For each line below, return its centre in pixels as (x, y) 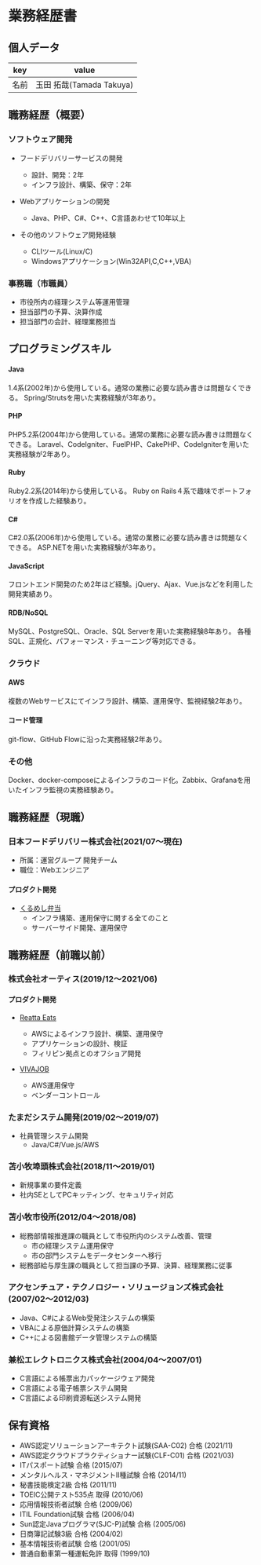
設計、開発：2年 (58, 174)
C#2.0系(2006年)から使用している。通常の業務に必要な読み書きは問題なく (129, 538)
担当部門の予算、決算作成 (61, 312)
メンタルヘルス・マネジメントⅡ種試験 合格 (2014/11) (103, 1475)
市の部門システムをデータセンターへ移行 (96, 1255)
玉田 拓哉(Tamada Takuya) (85, 85)
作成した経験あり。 (60, 500)
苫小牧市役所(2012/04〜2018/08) (72, 1217)
